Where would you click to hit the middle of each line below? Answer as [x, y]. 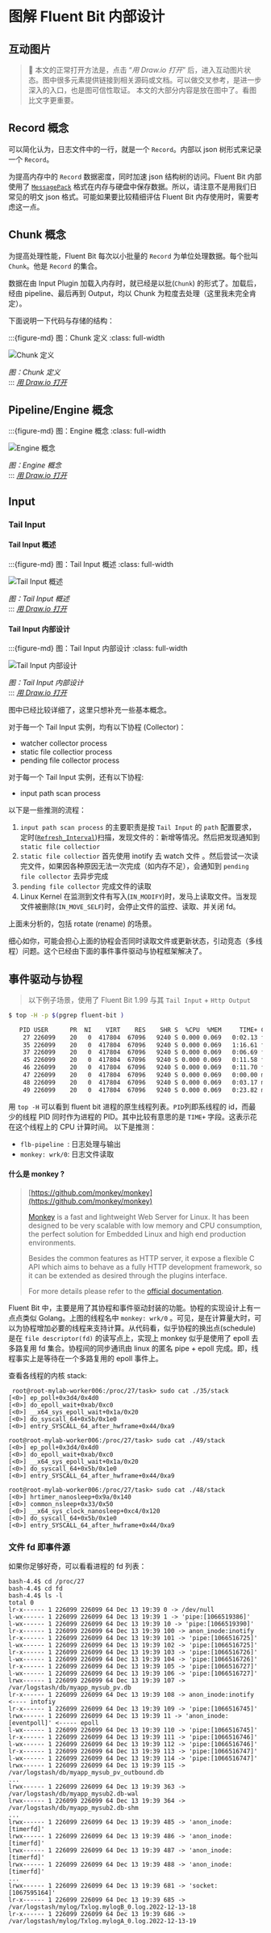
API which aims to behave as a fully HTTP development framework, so [145, 1267]
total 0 [21, 1603]
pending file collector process [69, 760]
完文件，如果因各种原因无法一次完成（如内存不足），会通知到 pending [134, 866]
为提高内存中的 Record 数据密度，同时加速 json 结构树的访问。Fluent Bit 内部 [135, 176]
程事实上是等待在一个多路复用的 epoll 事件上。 [85, 1358]
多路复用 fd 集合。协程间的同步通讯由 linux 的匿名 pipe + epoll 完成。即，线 [133, 1348]
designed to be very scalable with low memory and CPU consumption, [145, 1225]
